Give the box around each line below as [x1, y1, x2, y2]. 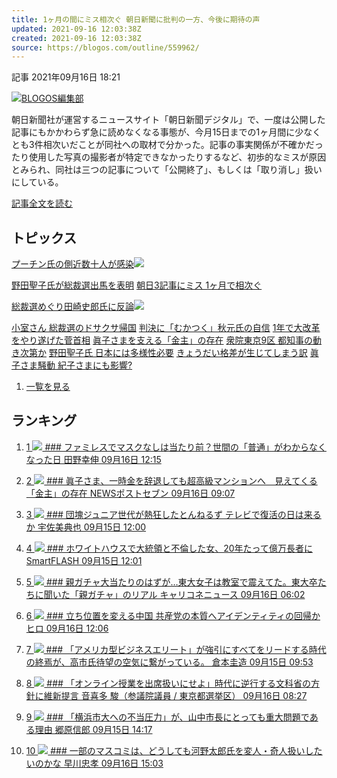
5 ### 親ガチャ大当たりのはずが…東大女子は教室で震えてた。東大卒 [25, 576, 318, 588]
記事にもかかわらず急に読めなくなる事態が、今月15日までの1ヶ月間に [11, 126, 296, 138]
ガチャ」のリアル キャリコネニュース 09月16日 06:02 [87, 588, 306, 600]
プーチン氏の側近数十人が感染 [11, 258, 134, 270]
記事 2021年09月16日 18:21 [11, 71, 121, 83]
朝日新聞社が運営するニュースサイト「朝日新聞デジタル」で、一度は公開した [11, 114, 326, 126]
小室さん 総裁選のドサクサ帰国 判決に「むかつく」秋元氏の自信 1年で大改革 [11, 322, 321, 334]
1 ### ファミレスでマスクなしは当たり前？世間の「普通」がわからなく [25, 441, 327, 453]
